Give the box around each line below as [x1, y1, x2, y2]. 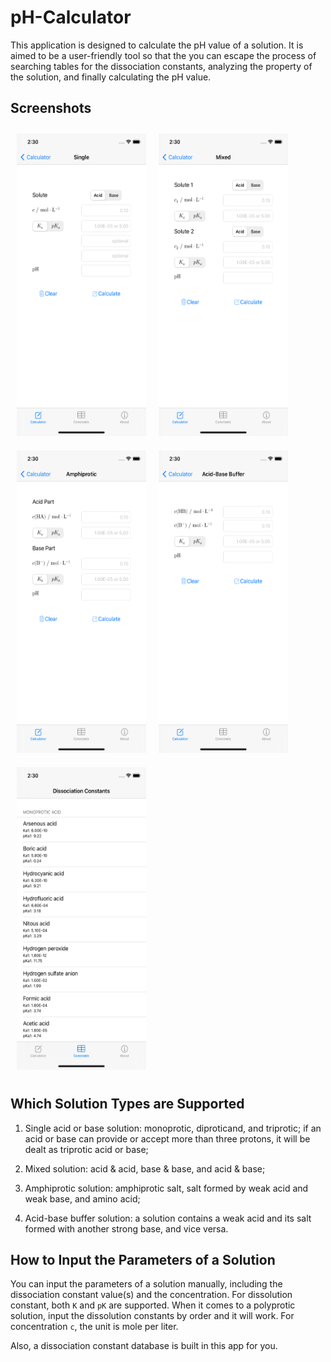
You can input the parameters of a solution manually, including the [10, 1278, 283, 1290]
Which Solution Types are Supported [10, 1096, 245, 1113]
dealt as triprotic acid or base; [24, 1143, 149, 1155]
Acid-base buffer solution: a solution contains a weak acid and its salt [24, 1212, 312, 1224]
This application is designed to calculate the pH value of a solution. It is [10, 39, 304, 51]
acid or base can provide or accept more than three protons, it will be [24, 1132, 311, 1145]
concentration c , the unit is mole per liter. [10, 1321, 179, 1333]
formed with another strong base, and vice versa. [24, 1222, 229, 1235]
